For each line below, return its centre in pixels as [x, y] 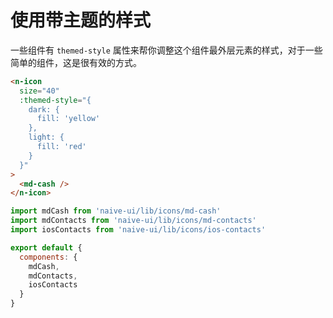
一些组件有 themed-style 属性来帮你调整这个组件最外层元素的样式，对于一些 [166, 50]
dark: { [44, 109]
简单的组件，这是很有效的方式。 [76, 62]
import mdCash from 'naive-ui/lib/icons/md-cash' [116, 211]
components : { [48, 257]
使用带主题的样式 [81, 20]
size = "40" [39, 91]
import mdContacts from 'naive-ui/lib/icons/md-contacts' [133, 221]
